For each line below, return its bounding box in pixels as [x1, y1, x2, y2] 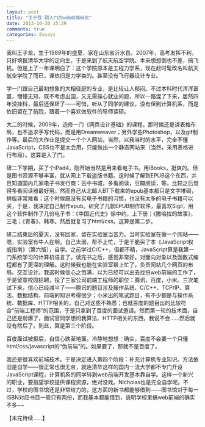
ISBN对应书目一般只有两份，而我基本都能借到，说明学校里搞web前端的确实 [6, 394, 195, 401]
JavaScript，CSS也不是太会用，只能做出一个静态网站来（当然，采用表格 [6, 144, 189, 151]
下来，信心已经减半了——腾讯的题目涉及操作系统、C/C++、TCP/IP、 [11, 284, 185, 292]
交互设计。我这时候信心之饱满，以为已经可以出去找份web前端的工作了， [16, 269, 199, 276]
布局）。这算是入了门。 [11, 151, 68, 159]
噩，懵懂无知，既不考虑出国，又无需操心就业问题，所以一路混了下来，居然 [6, 93, 193, 100]
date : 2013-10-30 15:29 [6, 20, 67, 26]
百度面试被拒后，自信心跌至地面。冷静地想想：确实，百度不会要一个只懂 [6, 335, 188, 342]
